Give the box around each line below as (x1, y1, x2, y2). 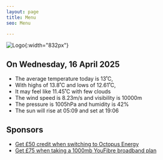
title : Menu (6, 14, 36, 20)
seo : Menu (6, 20, 31, 26)
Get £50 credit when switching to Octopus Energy (14, 141, 140, 147)
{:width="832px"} (25, 42, 69, 49)
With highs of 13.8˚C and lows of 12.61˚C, (14, 82, 116, 89)
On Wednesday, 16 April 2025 (6, 59, 120, 69)
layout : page (6, 8, 39, 15)
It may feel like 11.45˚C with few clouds (14, 88, 111, 95)
